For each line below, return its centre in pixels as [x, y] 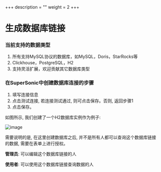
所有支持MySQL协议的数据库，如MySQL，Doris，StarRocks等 [75, 57]
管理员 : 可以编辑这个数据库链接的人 [41, 154]
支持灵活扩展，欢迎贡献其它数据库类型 [51, 69]
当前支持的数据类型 [28, 45]
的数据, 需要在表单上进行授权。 [36, 143]
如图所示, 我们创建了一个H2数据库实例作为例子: [53, 117]
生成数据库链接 [35, 29]
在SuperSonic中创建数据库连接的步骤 [50, 83]
